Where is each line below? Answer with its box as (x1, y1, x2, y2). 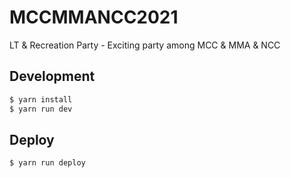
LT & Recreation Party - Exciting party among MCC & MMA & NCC (9, 39, 281, 51)
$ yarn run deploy (9, 158, 86, 168)
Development (9, 68, 96, 85)
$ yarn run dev (9, 104, 73, 114)
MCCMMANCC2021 (9, 6, 179, 29)
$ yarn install (9, 94, 73, 105)
